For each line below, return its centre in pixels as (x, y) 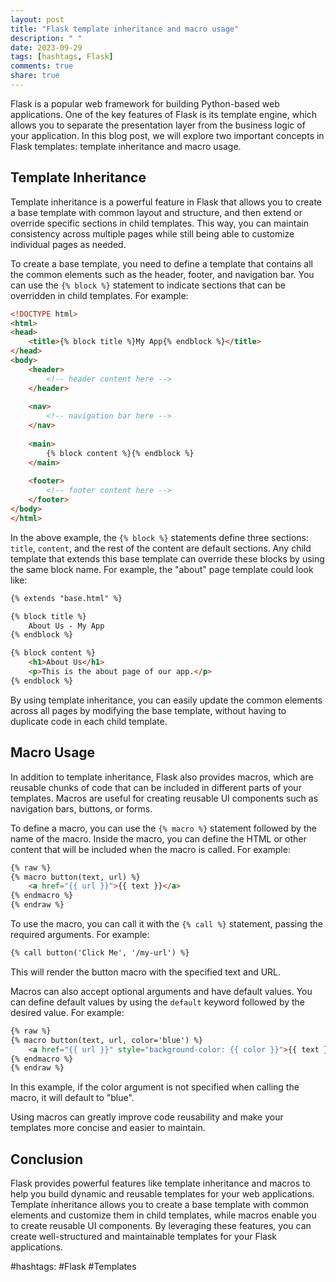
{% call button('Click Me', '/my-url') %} (100, 953)
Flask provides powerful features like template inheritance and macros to (160, 1183)
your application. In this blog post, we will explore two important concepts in (167, 135)
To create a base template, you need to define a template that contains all (161, 263)
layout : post (37, 19)
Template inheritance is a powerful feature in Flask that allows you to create (166, 202)
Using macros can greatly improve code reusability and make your (147, 1117)
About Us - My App (66, 626)
